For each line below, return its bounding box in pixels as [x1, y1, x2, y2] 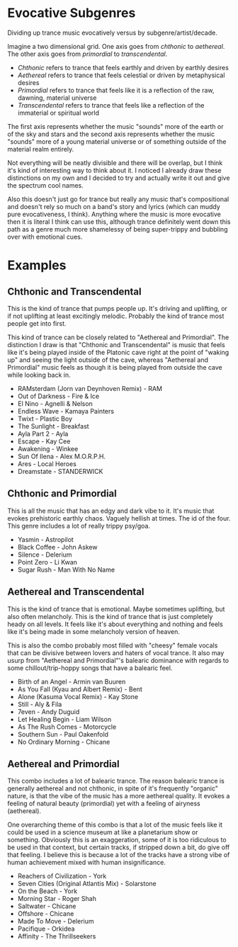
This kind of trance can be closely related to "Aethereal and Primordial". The [7, 333, 229, 341]
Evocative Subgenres [7, 5, 136, 21]
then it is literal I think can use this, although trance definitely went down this [7, 217, 232, 226]
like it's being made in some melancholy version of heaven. [7, 627, 181, 635]
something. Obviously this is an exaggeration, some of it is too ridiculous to [7, 836, 227, 844]
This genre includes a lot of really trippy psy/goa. [7, 521, 151, 530]
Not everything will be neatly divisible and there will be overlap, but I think [7, 158, 223, 167]
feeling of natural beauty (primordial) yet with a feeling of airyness [7, 799, 200, 808]
